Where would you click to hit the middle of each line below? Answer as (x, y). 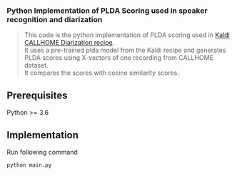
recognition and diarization (55, 19)
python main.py (29, 165)
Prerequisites (37, 95)
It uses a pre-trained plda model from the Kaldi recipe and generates (125, 50)
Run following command (42, 152)
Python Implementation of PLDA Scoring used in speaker (107, 11)
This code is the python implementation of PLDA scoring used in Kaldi (127, 35)
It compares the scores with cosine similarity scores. (102, 73)
